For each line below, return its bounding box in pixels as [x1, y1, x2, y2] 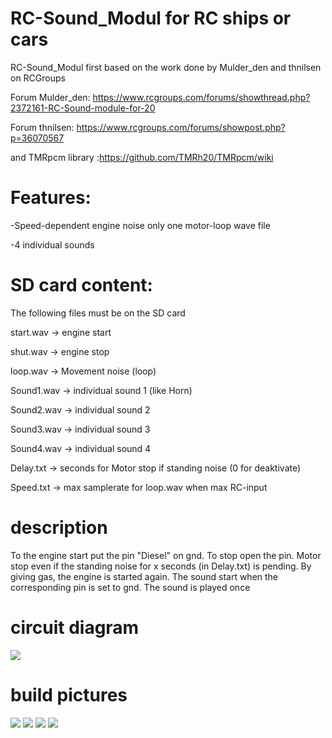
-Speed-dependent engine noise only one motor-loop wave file [10, 219, 271, 231]
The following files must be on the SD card [10, 307, 186, 319]
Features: [10, 187, 92, 209]
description [10, 517, 108, 539]
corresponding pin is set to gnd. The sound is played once [10, 581, 251, 593]
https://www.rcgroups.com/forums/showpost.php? [76, 121, 286, 133]
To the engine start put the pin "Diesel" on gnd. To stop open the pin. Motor [10, 549, 322, 561]
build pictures [10, 683, 128, 706]
